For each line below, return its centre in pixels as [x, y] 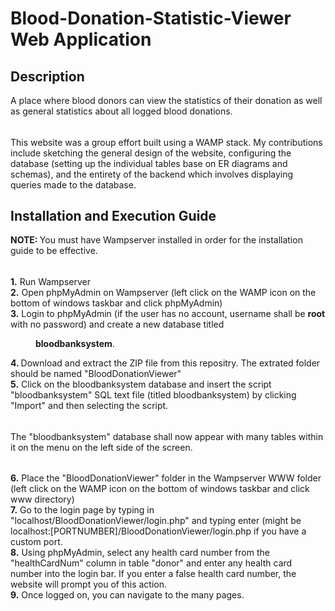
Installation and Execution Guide [113, 216]
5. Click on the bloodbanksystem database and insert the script [141, 384]
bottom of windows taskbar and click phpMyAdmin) [116, 303]
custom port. [36, 542]
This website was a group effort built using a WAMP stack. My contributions [166, 142]
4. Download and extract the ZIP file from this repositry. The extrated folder [165, 363]
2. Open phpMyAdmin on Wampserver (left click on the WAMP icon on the [163, 293]
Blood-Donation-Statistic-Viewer [151, 18]
